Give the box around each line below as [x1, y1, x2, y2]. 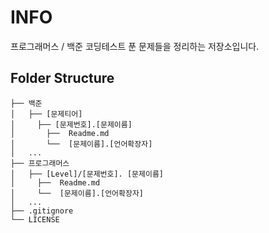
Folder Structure [10, 70, 115, 87]
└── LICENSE [10, 214, 60, 225]
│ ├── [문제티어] [10, 109, 83, 119]
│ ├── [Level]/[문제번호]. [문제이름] [10, 169, 165, 179]
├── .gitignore [10, 206, 74, 216]
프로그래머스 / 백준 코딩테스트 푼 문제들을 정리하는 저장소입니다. [10, 40, 260, 52]
